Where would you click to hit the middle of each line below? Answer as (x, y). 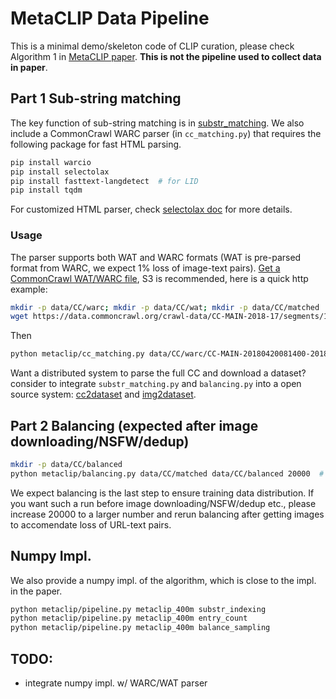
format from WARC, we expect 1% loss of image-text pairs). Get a (145, 268)
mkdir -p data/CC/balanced (66, 464)
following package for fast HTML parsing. (96, 144)
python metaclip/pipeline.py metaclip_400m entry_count (129, 618)
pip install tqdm (46, 190)
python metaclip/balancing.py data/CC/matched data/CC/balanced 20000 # (167, 473)
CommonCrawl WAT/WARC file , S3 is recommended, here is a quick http (159, 278)
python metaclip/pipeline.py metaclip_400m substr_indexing (138, 609)
